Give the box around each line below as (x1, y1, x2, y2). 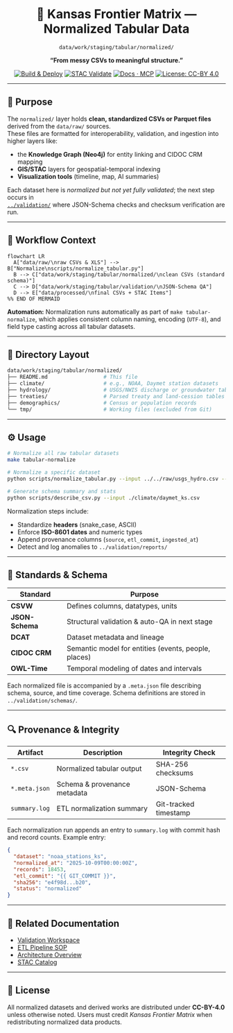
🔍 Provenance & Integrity (7, 724, 120, 735)
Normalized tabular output (56, 764, 142, 774)
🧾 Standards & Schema (7, 569, 108, 581)
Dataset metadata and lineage (67, 633, 164, 642)
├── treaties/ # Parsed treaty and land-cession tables (7, 393, 225, 400)
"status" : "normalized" (13, 885, 82, 892)
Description (83, 748, 123, 758)
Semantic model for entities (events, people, (67, 644, 210, 654)
